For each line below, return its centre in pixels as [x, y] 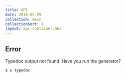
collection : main [23, 19]
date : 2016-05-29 [23, 15]
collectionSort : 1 [24, 24]
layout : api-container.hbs [33, 29]
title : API [17, 10]
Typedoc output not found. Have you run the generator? [63, 61]
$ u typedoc [18, 70]
